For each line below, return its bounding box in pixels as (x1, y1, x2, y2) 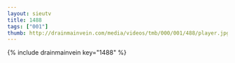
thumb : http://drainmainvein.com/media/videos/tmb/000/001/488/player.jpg (7, 29, 230, 37)
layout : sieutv (7, 10, 52, 17)
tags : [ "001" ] (7, 23, 49, 30)
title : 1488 (7, 17, 42, 24)
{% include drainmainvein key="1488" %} (7, 48, 127, 57)
